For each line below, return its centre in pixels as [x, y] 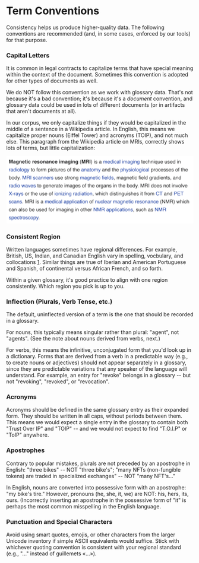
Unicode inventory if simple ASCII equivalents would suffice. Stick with [93, 541]
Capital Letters [28, 55]
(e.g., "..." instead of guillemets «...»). [51, 554]
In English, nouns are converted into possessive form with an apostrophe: [96, 487]
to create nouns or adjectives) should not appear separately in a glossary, [96, 362]
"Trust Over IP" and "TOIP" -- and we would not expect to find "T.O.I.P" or [97, 429]
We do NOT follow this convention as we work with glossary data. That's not [99, 93]
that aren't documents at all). [42, 112]
